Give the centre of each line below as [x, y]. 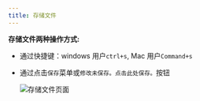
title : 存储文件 [32, 15]
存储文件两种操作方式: [44, 39]
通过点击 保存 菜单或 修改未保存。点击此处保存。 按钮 [95, 73]
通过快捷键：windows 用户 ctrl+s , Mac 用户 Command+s [106, 55]
